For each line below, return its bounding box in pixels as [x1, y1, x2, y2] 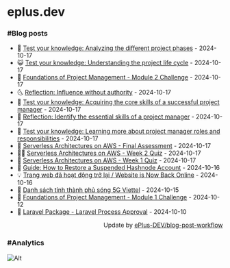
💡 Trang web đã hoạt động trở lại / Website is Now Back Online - [16, 171, 199, 179]
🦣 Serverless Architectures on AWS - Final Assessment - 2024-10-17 [16, 142, 211, 150]
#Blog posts [7, 29, 48, 38]
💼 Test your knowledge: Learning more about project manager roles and [16, 127, 220, 136]
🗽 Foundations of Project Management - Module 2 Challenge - [16, 73, 193, 82]
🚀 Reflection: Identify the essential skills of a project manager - [16, 112, 195, 121]
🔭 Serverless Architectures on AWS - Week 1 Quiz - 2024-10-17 [16, 156, 196, 165]
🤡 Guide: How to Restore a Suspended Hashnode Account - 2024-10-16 [16, 164, 220, 172]
